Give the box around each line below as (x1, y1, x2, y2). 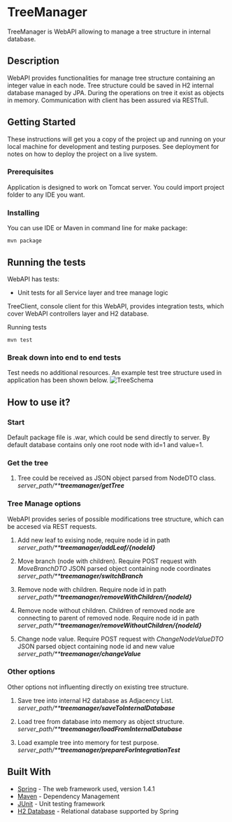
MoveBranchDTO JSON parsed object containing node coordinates (17, 564, 211, 572)
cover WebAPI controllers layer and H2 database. (7, 309, 149, 318)
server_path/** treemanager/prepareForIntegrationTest (17, 746, 180, 754)
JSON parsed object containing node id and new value (17, 642, 175, 651)
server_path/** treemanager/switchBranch (17, 572, 143, 580)
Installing (7, 208, 40, 218)
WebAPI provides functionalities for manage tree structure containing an (7, 73, 215, 82)
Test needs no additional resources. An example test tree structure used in (7, 369, 222, 377)
